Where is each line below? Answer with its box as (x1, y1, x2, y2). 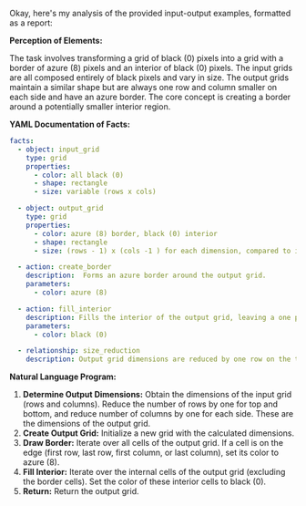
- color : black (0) (33, 330, 107, 339)
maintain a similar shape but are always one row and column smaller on (9, 82, 278, 92)
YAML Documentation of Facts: (9, 119, 130, 129)
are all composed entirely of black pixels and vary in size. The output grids (9, 72, 290, 83)
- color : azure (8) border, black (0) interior (33, 229, 219, 238)
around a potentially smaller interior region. (9, 101, 171, 112)
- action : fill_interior (17, 305, 112, 314)
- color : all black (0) (33, 170, 125, 180)
